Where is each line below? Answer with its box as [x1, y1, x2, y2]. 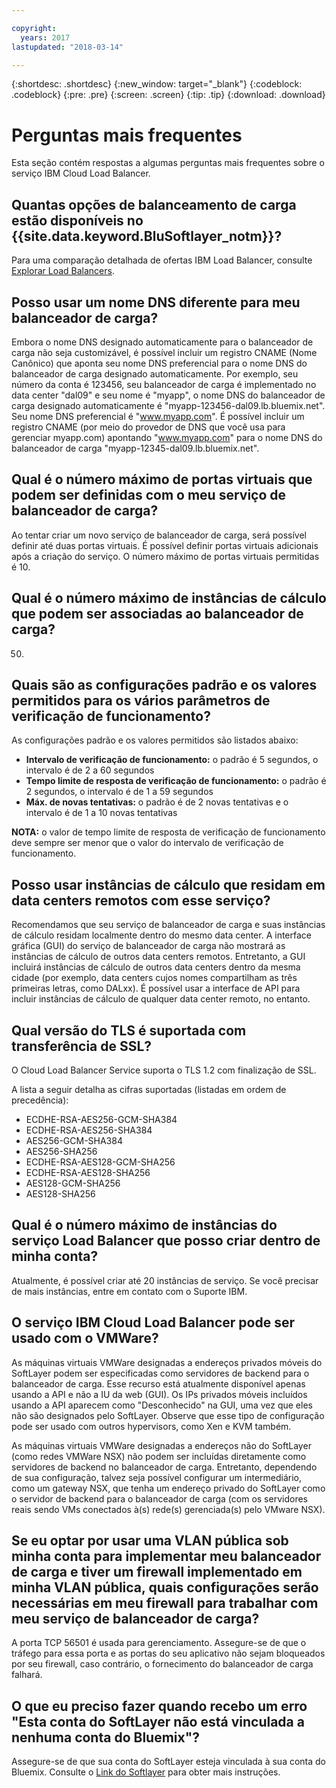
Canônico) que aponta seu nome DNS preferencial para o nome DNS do [11, 357, 308, 369]
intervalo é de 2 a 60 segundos [25, 764, 155, 776]
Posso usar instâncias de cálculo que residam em [11, 876, 326, 893]
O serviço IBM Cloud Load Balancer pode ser [11, 1314, 295, 1331]
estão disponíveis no [11, 212, 144, 229]
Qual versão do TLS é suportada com [11, 1022, 247, 1039]
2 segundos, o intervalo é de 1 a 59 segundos [25, 786, 214, 798]
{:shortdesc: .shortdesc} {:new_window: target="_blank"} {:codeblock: [11, 78, 303, 90]
